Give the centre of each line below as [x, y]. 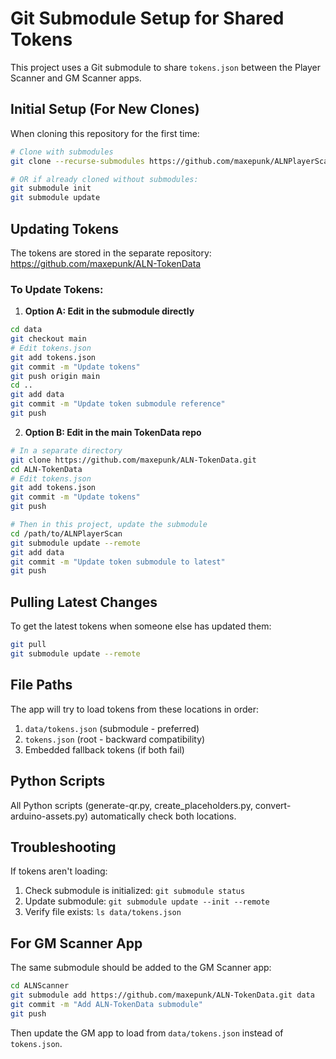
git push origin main [55, 376]
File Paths [41, 685]
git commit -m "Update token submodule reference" [118, 404]
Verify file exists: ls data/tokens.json [103, 912]
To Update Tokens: [57, 289]
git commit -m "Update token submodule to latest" [118, 562]
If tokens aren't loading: [59, 871]
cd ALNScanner [40, 986]
